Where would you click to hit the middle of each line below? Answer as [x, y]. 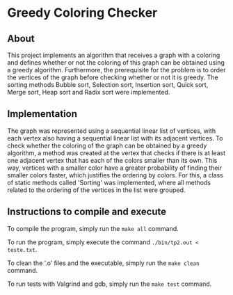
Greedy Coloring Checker [82, 13]
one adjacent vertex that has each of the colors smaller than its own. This [112, 160]
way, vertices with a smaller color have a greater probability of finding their [115, 168]
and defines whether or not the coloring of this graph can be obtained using [116, 63]
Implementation [42, 114]
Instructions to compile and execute [87, 212]
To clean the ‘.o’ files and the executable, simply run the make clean [103, 263]
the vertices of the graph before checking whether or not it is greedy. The [113, 77]
